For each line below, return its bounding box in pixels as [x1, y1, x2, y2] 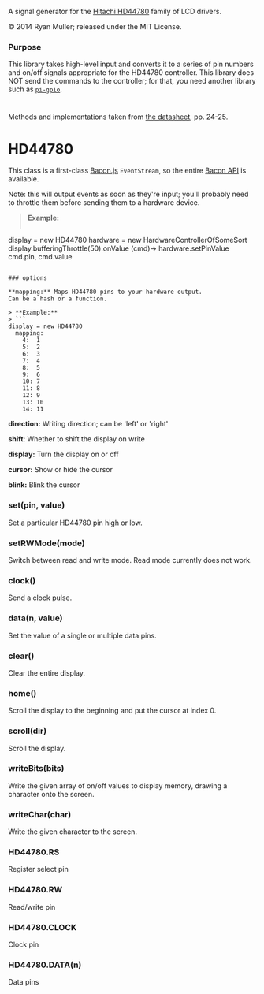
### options [8, 274, 47, 282]
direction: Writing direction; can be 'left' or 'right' [8, 419, 169, 429]
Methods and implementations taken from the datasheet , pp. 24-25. [8, 112, 229, 121]
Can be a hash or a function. [8, 295, 108, 303]
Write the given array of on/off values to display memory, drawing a [8, 780, 228, 791]
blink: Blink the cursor [8, 480, 80, 490]
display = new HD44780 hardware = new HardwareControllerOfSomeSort [8, 236, 247, 245]
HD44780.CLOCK [8, 921, 77, 933]
